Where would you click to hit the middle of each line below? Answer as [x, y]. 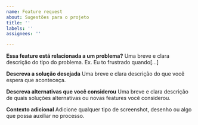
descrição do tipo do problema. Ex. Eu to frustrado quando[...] [83, 62]
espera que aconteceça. [36, 80]
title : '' [18, 23]
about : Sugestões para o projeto [48, 17]
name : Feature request [34, 12]
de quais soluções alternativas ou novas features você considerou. [89, 98]
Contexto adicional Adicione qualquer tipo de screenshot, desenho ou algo [99, 110]
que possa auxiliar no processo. [45, 116]
